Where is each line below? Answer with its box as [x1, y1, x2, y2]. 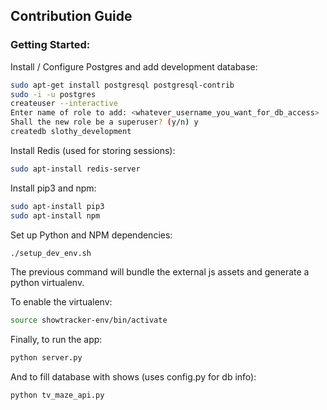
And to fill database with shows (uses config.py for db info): [10, 371, 257, 383]
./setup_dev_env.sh [10, 248, 92, 258]
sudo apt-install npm [10, 210, 101, 221]
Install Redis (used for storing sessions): [10, 144, 176, 156]
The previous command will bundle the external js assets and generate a [10, 266, 310, 278]
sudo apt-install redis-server [10, 164, 141, 174]
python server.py [10, 353, 83, 363]
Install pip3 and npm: [10, 182, 97, 194]
